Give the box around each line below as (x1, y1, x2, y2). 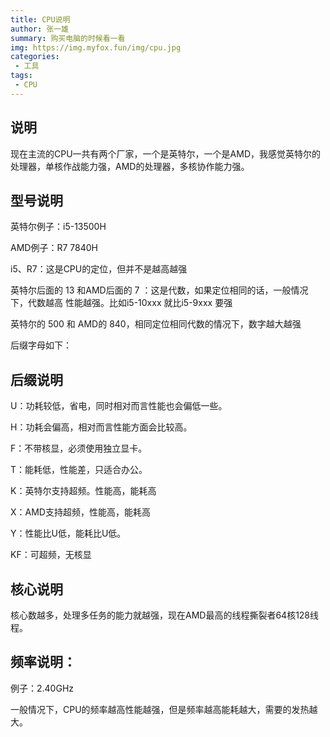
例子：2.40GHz (10, 682, 75, 694)
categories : (10, 52, 60, 62)
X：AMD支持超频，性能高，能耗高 (10, 506, 151, 518)
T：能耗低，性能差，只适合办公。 (10, 464, 148, 476)
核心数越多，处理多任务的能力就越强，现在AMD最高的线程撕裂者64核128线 (10, 609, 320, 621)
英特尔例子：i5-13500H (10, 221, 107, 233)
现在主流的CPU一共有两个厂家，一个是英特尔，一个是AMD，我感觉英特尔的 (10, 147, 321, 160)
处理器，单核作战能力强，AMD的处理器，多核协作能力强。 (10, 160, 250, 172)
